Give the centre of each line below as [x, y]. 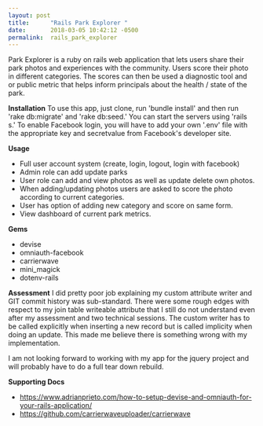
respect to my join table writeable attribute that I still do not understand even [131, 310]
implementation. [34, 343]
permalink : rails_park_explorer [63, 37]
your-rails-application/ [56, 406]
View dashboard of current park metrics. [85, 214]
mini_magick [40, 270]
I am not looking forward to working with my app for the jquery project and [129, 358]
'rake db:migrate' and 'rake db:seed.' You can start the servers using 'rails [128, 117]
